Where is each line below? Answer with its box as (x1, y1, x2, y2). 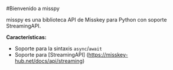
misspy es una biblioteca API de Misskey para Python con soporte (6, 16, 167, 23)
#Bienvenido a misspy (6, 5, 60, 12)
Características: (6, 34, 47, 40)
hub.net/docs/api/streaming (14, 58, 83, 64)
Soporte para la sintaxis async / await (14, 45, 102, 52)
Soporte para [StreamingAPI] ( (14, 51, 89, 58)
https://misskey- (88, 51, 128, 58)
